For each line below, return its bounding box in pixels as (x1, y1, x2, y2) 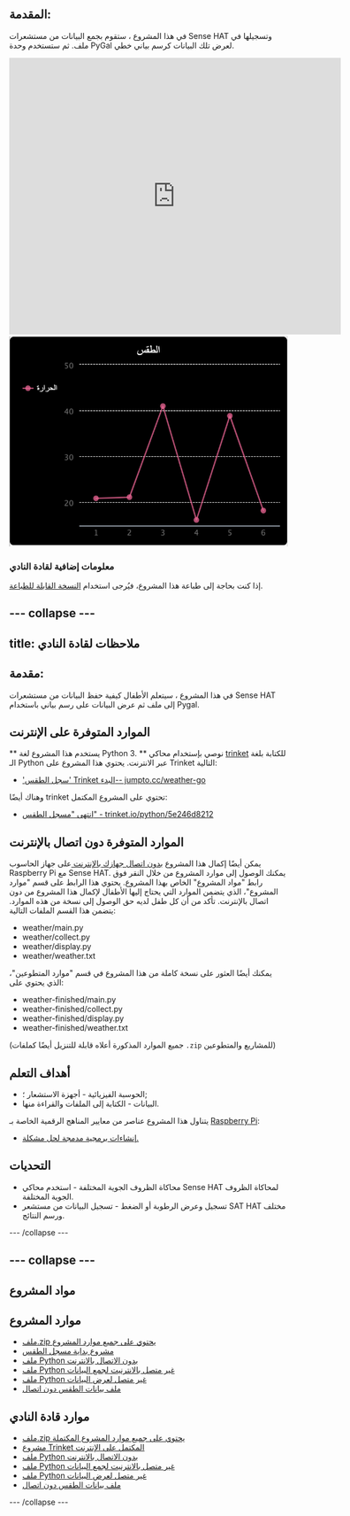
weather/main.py (21, 923, 84, 933)
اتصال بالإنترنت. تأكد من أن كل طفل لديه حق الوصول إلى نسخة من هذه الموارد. (9, 896, 270, 907)
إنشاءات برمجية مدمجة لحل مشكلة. (21, 1133, 140, 1143)
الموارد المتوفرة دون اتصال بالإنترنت (9, 834, 184, 849)
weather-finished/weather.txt (21, 1023, 128, 1033)
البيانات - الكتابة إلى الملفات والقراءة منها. (21, 1098, 160, 1110)
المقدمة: (9, 7, 51, 22)
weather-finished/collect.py (21, 1004, 124, 1015)
